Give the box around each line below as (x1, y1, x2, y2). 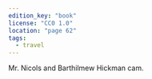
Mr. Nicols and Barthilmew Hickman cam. (8, 63, 144, 73)
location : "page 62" (8, 26, 78, 34)
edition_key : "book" (8, 11, 78, 20)
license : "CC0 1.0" (8, 19, 74, 27)
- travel (15, 41, 45, 49)
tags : (8, 34, 26, 42)
